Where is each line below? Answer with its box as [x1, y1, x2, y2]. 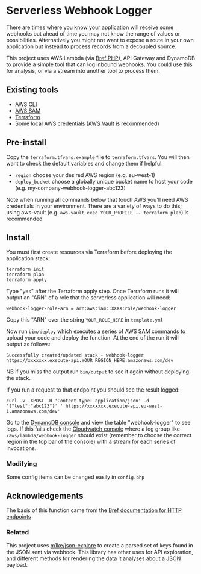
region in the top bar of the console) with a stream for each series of [6, 438, 176, 446]
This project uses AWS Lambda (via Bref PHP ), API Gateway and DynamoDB [6, 54, 196, 61]
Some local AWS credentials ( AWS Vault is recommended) [14, 120, 159, 127]
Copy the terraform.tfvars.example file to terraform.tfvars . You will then [6, 153, 190, 160]
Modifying [6, 460, 37, 468]
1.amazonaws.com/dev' [6, 408, 61, 414]
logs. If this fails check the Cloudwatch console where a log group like [6, 425, 181, 432]
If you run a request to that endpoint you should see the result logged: [6, 386, 180, 393]
